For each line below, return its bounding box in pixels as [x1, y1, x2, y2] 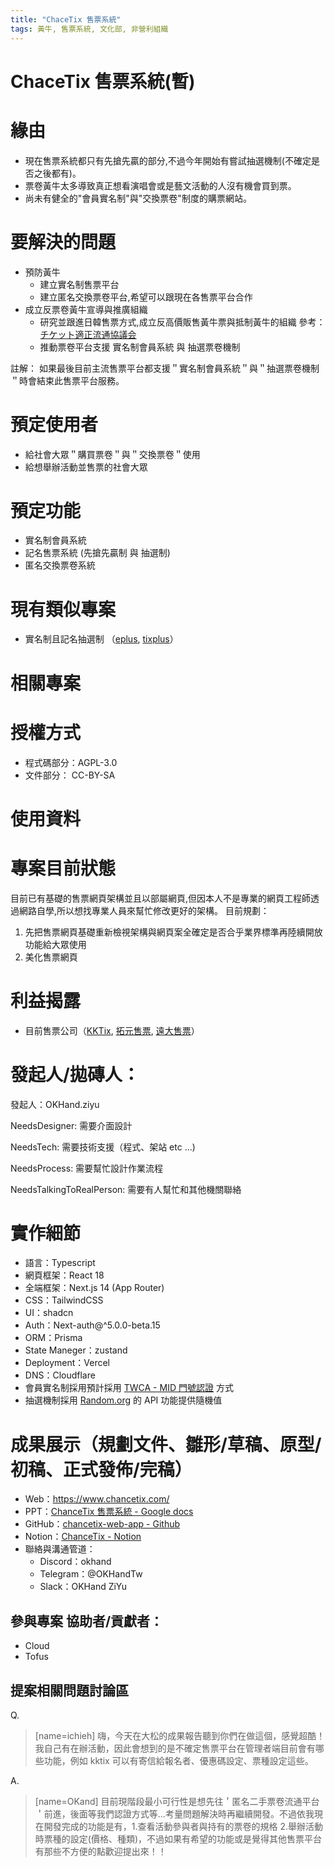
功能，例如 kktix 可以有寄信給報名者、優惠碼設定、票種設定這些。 [43, 1755, 314, 1766]
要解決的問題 [10, 231, 117, 253]
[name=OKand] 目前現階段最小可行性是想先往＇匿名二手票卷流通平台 [34, 1796, 320, 1807]
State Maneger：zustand [24, 1344, 128, 1356]
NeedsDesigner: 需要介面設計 [10, 1119, 133, 1131]
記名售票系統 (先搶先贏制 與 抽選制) [24, 547, 171, 559]
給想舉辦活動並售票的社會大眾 [24, 461, 148, 473]
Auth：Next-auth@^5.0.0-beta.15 [24, 1319, 161, 1331]
